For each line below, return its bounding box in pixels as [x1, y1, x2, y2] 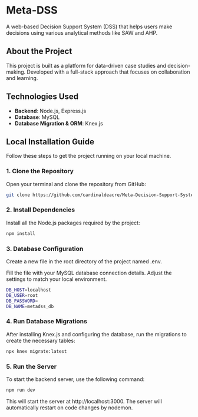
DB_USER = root [6, 292, 38, 298]
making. [6, 68, 26, 75]
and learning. [6, 74, 38, 81]
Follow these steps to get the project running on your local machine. [6, 153, 171, 160]
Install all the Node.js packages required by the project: [6, 219, 140, 226]
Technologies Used [6, 92, 78, 102]
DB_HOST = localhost [6, 287, 51, 293]
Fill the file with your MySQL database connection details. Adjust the [6, 269, 172, 277]
